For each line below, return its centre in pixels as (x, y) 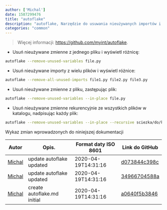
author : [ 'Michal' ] (25, 10)
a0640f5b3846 (139, 194)
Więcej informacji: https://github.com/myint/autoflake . (73, 42)
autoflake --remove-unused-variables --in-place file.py (65, 98)
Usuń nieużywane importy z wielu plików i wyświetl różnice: (74, 71)
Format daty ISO (95, 144)
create (36, 187)
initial (34, 200)
